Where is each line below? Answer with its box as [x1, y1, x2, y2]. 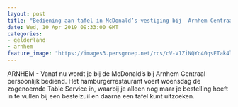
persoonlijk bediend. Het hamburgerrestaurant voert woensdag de [7, 77, 201, 85]
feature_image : [7, 50, 52, 57]
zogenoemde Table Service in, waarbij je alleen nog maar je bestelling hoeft [7, 84, 229, 93]
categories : [7, 30, 42, 38]
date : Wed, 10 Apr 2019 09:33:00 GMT [7, 23, 119, 30]
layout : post [7, 10, 46, 18]
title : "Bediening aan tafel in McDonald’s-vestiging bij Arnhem [7, 17, 208, 24]
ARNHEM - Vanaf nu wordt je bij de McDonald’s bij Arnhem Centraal [7, 69, 206, 78]
